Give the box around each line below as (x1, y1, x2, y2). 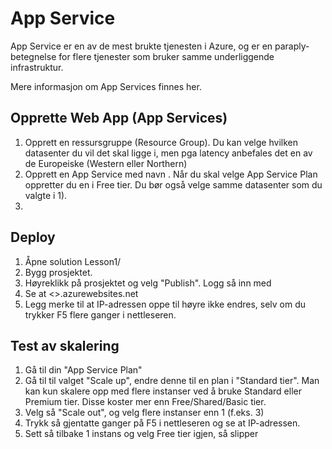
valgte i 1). (24, 189, 68, 201)
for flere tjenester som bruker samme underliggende (58, 50, 275, 62)
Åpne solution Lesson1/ (24, 255, 122, 267)
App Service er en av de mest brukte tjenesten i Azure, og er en (10, 40, 273, 52)
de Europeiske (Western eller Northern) (24, 157, 188, 169)
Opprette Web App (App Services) (10, 110, 228, 127)
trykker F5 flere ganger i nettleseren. (24, 308, 177, 321)
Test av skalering (10, 337, 120, 354)
